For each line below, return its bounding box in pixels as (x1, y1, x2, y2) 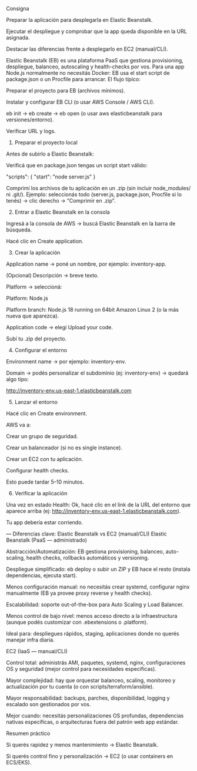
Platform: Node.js (6, 294, 48, 302)
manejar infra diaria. (6, 636, 55, 643)
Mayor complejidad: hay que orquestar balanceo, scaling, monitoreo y (6, 677, 176, 684)
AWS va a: (6, 421, 31, 428)
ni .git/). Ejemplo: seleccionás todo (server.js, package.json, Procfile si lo (6, 191, 182, 198)
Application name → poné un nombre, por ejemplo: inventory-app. (6, 260, 166, 267)
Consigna (6, 5, 29, 12)
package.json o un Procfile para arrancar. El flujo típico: (6, 76, 141, 82)
